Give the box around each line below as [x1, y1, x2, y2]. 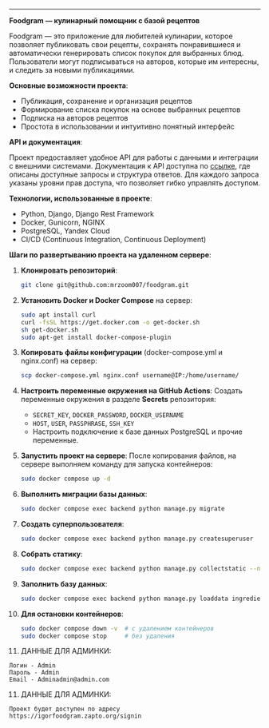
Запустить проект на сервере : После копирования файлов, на [20, 451, 236, 460]
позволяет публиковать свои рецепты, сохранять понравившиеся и [9, 40, 241, 49]
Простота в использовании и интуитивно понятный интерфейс [20, 121, 235, 131]
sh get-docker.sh [20, 325, 79, 334]
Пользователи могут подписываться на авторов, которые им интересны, [9, 57, 259, 66]
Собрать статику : [20, 549, 83, 559]
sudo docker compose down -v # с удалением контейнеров [20, 624, 215, 632]
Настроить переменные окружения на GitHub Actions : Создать [20, 386, 243, 396]
